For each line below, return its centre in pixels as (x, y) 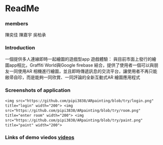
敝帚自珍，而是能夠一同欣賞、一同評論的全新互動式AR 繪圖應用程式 (73, 77)
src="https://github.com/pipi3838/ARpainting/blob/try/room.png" (73, 111)
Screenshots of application (38, 90)
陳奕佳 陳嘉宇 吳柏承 (26, 35)
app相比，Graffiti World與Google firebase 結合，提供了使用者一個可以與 (81, 65)
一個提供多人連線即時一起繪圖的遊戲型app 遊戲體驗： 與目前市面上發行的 (79, 59)
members (17, 24)
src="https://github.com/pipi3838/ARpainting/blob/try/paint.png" (74, 120)
